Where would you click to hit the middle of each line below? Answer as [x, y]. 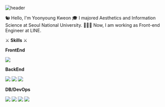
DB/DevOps [18, 89]
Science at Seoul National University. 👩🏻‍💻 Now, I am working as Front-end [83, 25]
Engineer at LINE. [23, 31]
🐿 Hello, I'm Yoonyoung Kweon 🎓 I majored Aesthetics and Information [80, 18]
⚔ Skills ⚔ [16, 40]
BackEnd [15, 69]
